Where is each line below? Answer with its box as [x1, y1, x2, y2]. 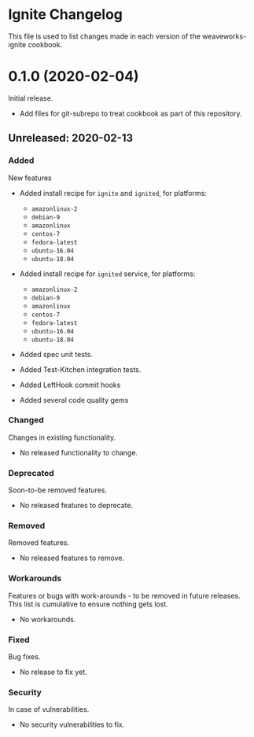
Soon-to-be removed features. [8, 485, 108, 495]
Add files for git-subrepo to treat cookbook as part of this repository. [19, 109, 242, 118]
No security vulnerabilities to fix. [19, 720, 125, 729]
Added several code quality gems [19, 395, 129, 404]
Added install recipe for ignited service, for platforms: [19, 269, 196, 278]
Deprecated [8, 467, 55, 478]
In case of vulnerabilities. [8, 705, 90, 714]
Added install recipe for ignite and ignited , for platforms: [19, 188, 207, 197]
